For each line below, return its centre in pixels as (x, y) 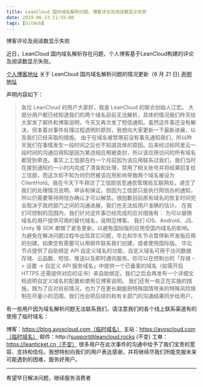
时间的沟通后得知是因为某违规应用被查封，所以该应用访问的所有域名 (111, 153)
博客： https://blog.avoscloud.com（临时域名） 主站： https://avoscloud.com (101, 329)
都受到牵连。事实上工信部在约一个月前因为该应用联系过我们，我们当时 (108, 160)
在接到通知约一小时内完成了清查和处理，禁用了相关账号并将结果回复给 (108, 168)
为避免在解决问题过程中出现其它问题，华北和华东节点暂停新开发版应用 (108, 235)
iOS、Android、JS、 (171, 220)
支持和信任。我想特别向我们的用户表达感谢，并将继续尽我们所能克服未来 (107, 352)
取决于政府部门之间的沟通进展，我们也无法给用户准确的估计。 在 (107, 205)
